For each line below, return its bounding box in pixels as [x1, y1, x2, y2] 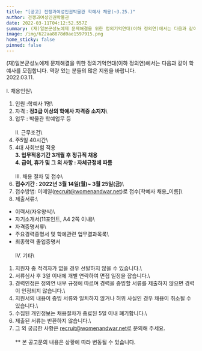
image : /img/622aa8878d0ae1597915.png [6, 31, 103, 37]
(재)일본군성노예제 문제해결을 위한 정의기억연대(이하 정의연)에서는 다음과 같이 [6, 59, 188, 67]
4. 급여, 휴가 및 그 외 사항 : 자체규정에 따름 [14, 158, 112, 166]
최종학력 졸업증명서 [14, 238, 61, 245]
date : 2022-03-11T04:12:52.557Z [6, 20, 87, 26]
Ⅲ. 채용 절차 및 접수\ [14, 172, 63, 180]
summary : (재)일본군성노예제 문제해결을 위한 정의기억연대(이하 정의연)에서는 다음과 [6, 25, 186, 32]
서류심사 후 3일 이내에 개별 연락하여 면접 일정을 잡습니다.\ [14, 272, 150, 279]
